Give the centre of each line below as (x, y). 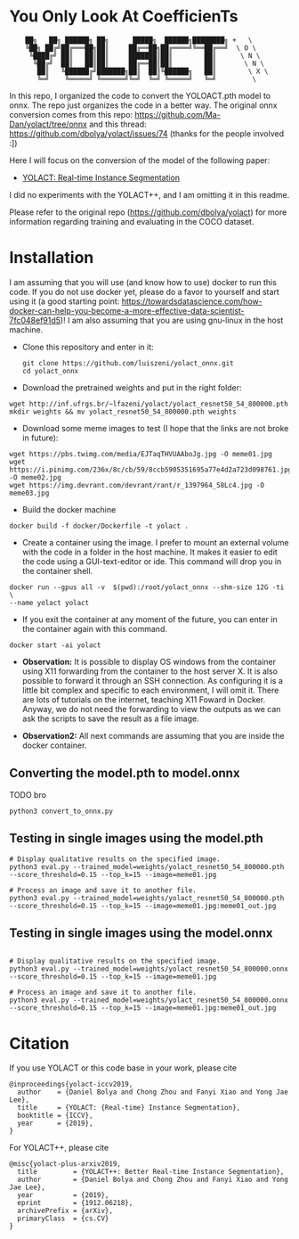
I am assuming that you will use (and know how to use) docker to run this (143, 282)
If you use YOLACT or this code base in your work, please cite (123, 1068)
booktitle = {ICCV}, (55, 1116)
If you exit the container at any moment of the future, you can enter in (149, 619)
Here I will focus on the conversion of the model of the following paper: (140, 160)
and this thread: (117, 124)
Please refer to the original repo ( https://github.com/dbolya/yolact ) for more (148, 212)
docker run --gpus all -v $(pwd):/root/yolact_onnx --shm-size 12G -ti (147, 587)
